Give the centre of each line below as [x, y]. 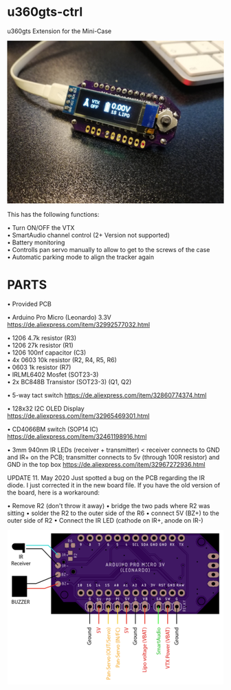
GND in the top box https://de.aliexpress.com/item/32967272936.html [106, 464]
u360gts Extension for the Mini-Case [59, 31]
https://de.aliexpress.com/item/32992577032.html [78, 324]
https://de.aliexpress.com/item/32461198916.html [77, 436]
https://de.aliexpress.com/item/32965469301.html [78, 416]
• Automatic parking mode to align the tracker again [81, 257]
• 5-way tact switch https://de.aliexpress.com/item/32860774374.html [107, 395]
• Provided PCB [29, 304]
